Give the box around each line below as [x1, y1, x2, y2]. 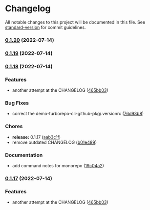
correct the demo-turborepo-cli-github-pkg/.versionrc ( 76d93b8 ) [12, 111, 144, 117]
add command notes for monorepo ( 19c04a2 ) [12, 162, 104, 168]
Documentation [5, 152, 43, 158]
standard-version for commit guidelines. [5, 24, 86, 30]
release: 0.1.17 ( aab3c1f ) [12, 134, 61, 140]
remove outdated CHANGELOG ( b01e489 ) [12, 139, 97, 145]
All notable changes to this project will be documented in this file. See [5, 19, 146, 25]
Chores [5, 123, 23, 130]
